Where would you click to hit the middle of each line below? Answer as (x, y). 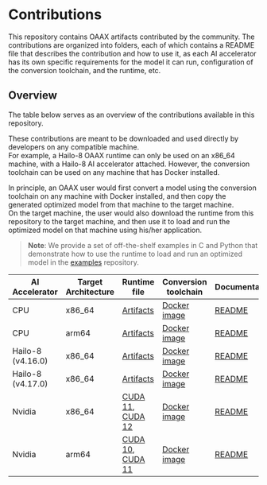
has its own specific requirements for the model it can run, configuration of (131, 62)
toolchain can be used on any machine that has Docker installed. (114, 172)
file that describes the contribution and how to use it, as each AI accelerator (132, 53)
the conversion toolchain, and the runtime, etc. (85, 70)
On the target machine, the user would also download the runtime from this (131, 213)
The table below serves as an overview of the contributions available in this (132, 114)
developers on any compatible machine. (74, 147)
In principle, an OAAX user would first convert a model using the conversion (132, 188)
